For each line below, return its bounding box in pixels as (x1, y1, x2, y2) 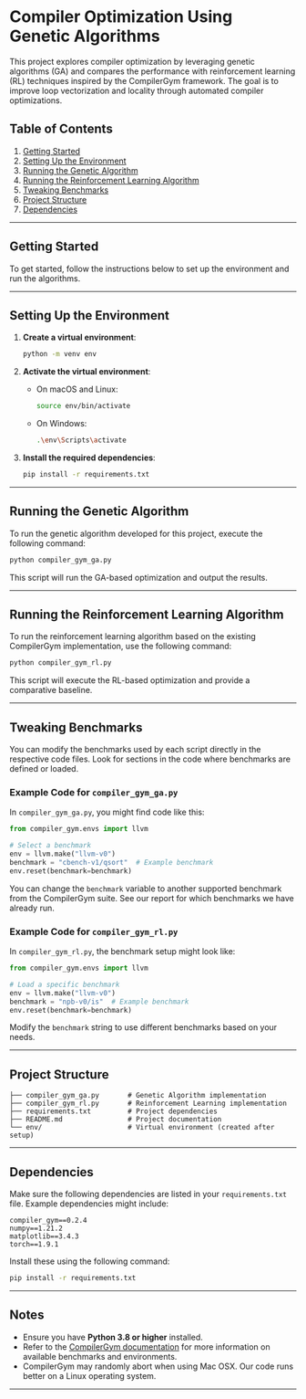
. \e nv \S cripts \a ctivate (36, 436, 127, 445)
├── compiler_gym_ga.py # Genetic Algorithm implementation (9, 1091, 267, 1100)
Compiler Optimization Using (9, 6, 233, 27)
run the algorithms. (9, 272, 81, 284)
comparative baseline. (9, 685, 93, 696)
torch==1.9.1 (9, 1240, 59, 1249)
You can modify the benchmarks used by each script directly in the (9, 744, 261, 755)
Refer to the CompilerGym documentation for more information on (22, 1341, 270, 1352)
